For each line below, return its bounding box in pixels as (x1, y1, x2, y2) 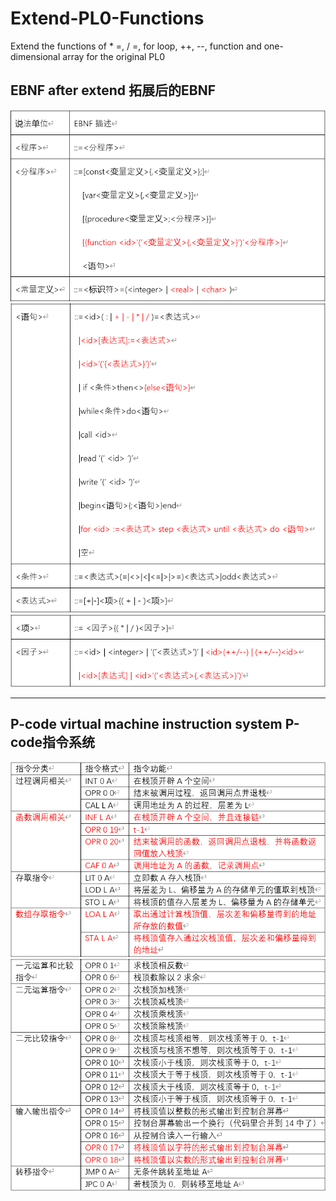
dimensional (10, 50, 61, 62)
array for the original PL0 (62, 50, 166, 62)
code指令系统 (10, 734, 95, 751)
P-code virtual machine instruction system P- (10, 716, 300, 733)
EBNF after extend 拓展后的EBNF (10, 82, 217, 99)
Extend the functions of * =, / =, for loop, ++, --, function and (10, 40, 262, 52)
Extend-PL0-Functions (10, 7, 205, 30)
